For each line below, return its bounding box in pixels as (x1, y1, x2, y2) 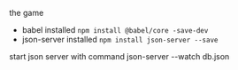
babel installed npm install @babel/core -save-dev (21, 25, 209, 35)
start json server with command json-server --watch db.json (9, 51, 230, 61)
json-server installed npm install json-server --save (21, 35, 219, 44)
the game (9, 8, 44, 18)
